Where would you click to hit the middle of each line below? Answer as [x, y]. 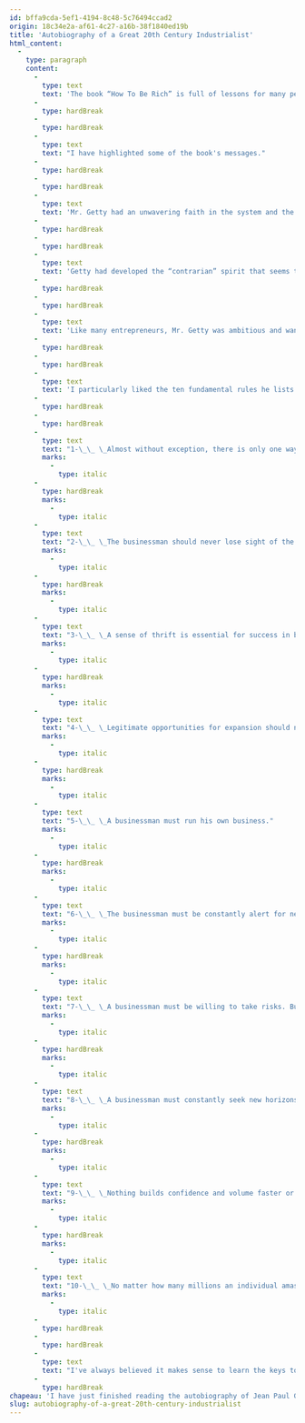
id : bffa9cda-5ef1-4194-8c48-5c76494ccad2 [91, 18]
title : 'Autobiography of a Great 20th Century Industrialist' [132, 35]
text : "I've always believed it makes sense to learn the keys [164, 1370]
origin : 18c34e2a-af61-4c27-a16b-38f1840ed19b [99, 26]
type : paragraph [57, 60]
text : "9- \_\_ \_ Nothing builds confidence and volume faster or [168, 1193]
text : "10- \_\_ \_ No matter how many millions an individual [160, 1286]
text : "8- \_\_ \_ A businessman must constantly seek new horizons [170, 1100]
